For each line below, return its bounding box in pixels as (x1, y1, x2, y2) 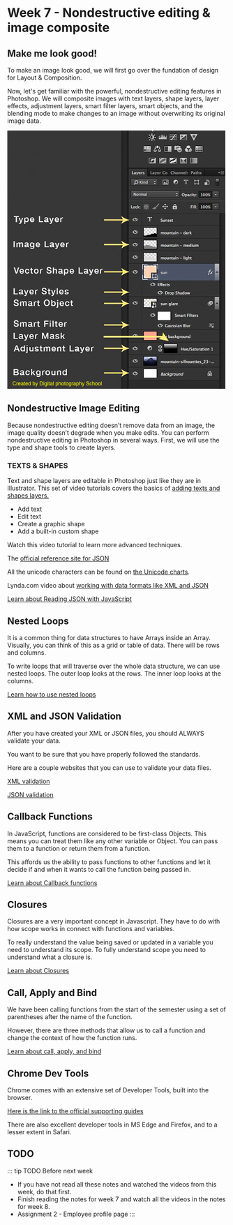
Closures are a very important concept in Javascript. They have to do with (7, 917, 220, 926)
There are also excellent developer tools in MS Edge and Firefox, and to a (7, 1120, 218, 1129)
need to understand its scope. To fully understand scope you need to (7, 946, 206, 954)
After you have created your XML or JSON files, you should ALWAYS (7, 729, 204, 737)
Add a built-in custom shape (17, 527, 99, 535)
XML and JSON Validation (7, 711, 122, 722)
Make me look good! (7, 47, 98, 59)
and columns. (7, 648, 47, 657)
